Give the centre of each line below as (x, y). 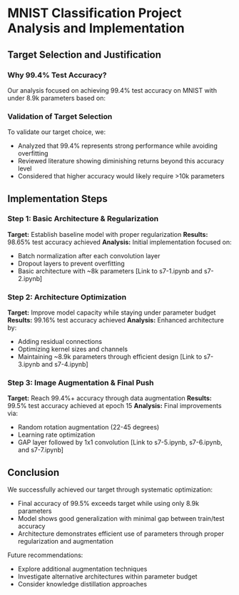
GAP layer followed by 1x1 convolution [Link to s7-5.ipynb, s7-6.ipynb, (120, 442)
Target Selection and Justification (85, 55)
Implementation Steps (58, 199)
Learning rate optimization (56, 435)
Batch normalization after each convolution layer (89, 255)
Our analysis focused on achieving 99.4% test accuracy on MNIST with (112, 90)
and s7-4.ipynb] (65, 365)
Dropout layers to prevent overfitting (71, 263)
